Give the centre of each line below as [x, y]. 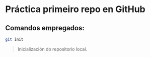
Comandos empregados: [45, 28]
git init [14, 39]
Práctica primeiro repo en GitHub [75, 9]
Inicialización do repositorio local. [52, 49]
